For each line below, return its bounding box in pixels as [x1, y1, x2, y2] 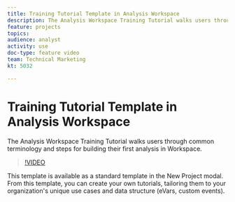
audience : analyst [7, 36, 61, 43]
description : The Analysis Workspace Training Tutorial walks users [7, 17, 211, 24]
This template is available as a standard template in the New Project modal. [7, 171, 224, 180]
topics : [7, 29, 30, 37]
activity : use [7, 43, 49, 50]
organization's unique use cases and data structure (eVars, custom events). [7, 187, 225, 195]
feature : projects [7, 23, 61, 30]
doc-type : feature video [7, 50, 80, 57]
